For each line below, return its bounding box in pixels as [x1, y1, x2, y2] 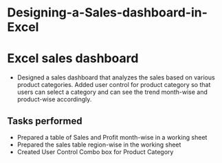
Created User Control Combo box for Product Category [16, 147, 174, 155]
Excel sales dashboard [7, 51, 139, 66]
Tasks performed [7, 115, 82, 127]
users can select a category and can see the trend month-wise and [16, 88, 208, 97]
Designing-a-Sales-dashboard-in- [7, 5, 208, 21]
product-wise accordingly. [16, 95, 92, 103]
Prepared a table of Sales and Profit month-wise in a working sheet [16, 133, 208, 141]
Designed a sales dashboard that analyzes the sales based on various [16, 73, 215, 81]
